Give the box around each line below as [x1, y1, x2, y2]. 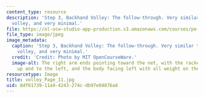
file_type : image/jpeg [6, 32, 64, 38]
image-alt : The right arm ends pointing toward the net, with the [12, 60, 183, 66]
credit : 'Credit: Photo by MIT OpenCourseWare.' [12, 54, 137, 60]
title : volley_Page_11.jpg [6, 77, 75, 83]
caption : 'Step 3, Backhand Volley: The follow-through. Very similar [12, 43, 194, 49]
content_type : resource [6, 9, 67, 15]
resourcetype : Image [6, 71, 59, 77]
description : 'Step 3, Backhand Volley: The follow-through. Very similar [6, 15, 200, 21]
